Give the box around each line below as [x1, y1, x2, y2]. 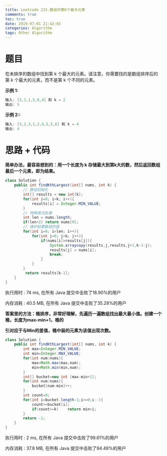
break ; [49, 252, 64, 257]
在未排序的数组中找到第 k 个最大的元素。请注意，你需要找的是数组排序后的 [5, 71, 158, 77]
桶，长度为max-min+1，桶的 [5, 317, 64, 323]
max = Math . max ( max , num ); [31, 360, 81, 365]
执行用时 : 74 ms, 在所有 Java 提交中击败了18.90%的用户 [5, 289, 121, 295]
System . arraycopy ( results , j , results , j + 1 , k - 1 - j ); [49, 243, 153, 248]
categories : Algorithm [5, 26, 52, 31]
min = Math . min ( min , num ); [31, 365, 81, 370]
